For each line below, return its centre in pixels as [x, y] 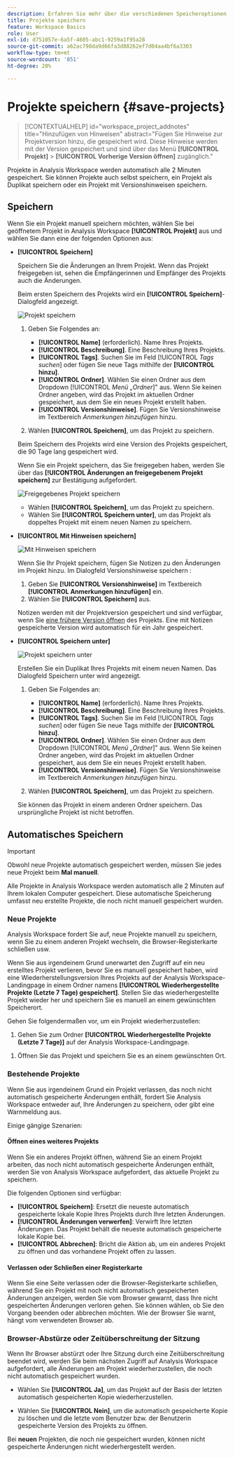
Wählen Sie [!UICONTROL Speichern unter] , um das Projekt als [119, 515]
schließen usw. [29, 949]
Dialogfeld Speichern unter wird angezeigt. [79, 676]
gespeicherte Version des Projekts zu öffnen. [83, 1426]
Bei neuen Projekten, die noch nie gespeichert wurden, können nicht [106, 1439]
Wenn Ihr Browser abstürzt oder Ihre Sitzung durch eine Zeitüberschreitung [116, 1354]
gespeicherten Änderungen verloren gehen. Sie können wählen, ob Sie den [116, 1306]
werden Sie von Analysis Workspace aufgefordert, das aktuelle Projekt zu [113, 1172]
